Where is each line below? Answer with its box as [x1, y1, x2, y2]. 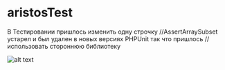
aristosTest [7, 5, 73, 21]
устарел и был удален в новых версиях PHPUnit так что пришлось [7, 34, 204, 43]
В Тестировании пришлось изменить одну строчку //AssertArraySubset [7, 27, 218, 36]
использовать [7, 42, 48, 50]
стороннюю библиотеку [49, 42, 121, 50]
